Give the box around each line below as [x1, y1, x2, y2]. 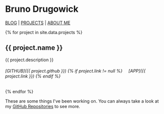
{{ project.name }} [5, 43, 63, 52]
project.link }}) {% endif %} [5, 73, 61, 79]
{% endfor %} [5, 88, 34, 94]
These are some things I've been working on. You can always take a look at [5, 98, 159, 104]
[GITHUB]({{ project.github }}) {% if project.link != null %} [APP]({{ [5, 68, 146, 74]
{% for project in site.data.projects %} [5, 29, 83, 35]
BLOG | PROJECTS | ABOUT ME [5, 20, 71, 26]
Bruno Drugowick [5, 3, 79, 15]
